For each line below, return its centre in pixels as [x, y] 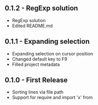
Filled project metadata [36, 64]
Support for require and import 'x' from [52, 97]
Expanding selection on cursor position [53, 54]
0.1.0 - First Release [36, 80]
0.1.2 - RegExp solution [41, 8]
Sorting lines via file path [38, 92]
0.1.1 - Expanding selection [47, 41]
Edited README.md [32, 26]
